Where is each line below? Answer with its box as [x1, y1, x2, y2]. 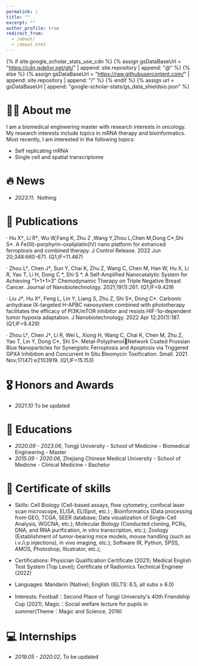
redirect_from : [6, 31, 44, 37]
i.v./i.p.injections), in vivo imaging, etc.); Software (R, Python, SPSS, [14, 539, 180, 546]
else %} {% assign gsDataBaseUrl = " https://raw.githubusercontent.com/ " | [6, 70, 190, 77]
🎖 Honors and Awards [6, 378, 114, 392]
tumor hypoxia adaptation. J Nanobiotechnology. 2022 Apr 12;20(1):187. [6, 314, 180, 321]
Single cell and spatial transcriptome [14, 153, 104, 160]
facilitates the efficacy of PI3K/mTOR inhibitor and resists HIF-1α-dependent [6, 307, 191, 314]
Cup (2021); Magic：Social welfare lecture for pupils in [14, 600, 148, 607]
